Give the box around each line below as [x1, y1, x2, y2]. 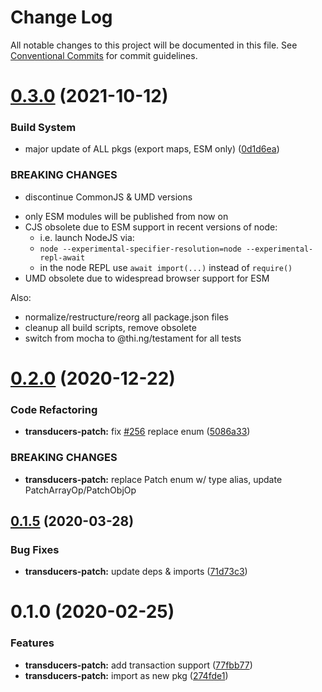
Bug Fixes [10, 542, 60, 556]
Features [10, 636, 55, 650]
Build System [10, 121, 77, 135]
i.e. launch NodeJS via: [39, 231, 135, 243]
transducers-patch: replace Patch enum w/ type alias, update [24, 473, 283, 485]
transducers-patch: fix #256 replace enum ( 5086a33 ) [24, 426, 251, 438]
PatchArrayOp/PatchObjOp [24, 484, 137, 496]
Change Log [10, 6, 113, 29]
